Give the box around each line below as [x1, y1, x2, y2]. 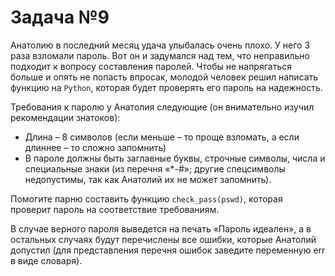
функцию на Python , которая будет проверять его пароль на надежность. [10, 81, 323, 93]
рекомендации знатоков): [10, 111, 121, 123]
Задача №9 [10, 6, 110, 29]
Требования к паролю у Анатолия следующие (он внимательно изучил [10, 101, 315, 113]
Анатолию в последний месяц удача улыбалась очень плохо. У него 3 [10, 39, 311, 51]
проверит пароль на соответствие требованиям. [10, 203, 220, 215]
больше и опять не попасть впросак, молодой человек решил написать [10, 71, 319, 83]
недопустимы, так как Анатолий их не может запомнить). [24, 173, 272, 185]
